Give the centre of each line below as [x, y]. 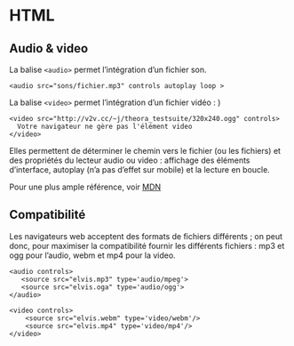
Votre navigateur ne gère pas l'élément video [105, 126]
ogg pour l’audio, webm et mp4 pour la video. [92, 255]
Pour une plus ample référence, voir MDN [85, 187]
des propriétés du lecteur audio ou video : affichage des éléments [130, 160]
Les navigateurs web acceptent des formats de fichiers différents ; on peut [146, 236]
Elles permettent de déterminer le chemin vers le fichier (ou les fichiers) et [145, 151]
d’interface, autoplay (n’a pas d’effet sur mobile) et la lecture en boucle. [140, 169]
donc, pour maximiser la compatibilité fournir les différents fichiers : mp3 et [147, 245]
